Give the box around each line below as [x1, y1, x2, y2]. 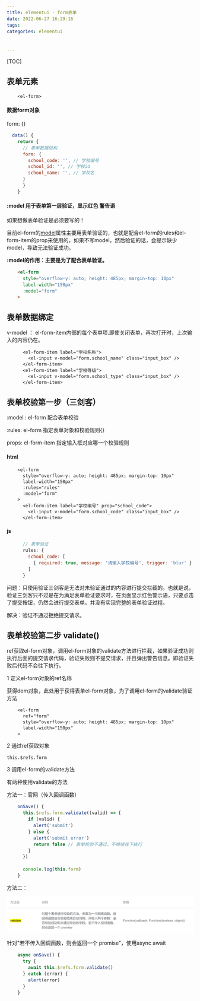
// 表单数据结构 [22, 145, 58, 151]
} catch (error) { [22, 971, 68, 977]
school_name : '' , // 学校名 [28, 170, 95, 176]
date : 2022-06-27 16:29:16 [7, 15, 74, 22]
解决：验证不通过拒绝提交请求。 [7, 611, 85, 618]
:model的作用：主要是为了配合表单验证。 [7, 256, 107, 263]
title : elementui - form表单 [7, 9, 77, 15]
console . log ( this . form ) [22, 866, 82, 872]
